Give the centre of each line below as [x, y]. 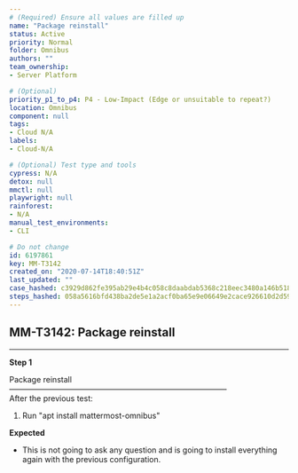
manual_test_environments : [59, 223]
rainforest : [31, 206]
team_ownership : [39, 67]
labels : [24, 141]
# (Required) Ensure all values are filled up [97, 17]
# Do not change [39, 247]
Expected [27, 432]
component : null [39, 116]
